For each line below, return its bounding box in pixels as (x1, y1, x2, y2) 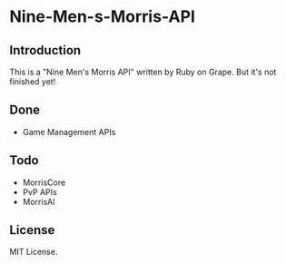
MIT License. (9, 247, 58, 258)
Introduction (9, 43, 82, 58)
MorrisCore (22, 177, 66, 188)
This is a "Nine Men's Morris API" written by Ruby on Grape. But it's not (9, 66, 277, 77)
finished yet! (9, 76, 56, 87)
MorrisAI (22, 196, 55, 207)
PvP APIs (22, 186, 57, 197)
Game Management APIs (22, 126, 116, 137)
